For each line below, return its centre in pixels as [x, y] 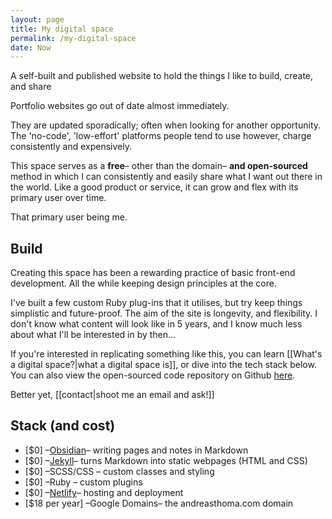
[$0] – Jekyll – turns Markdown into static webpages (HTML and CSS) [166, 460]
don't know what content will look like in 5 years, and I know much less [156, 324]
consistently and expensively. [71, 147]
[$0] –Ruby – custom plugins [83, 482]
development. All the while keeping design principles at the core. [143, 283]
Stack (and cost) [63, 426]
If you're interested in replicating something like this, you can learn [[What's [166, 354]
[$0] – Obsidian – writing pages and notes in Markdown [136, 450]
